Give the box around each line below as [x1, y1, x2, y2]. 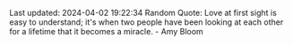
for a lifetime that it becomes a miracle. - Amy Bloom [9, 26, 203, 36]
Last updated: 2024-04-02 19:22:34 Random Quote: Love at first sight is [9, 8, 278, 18]
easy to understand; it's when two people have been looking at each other [9, 17, 284, 27]
